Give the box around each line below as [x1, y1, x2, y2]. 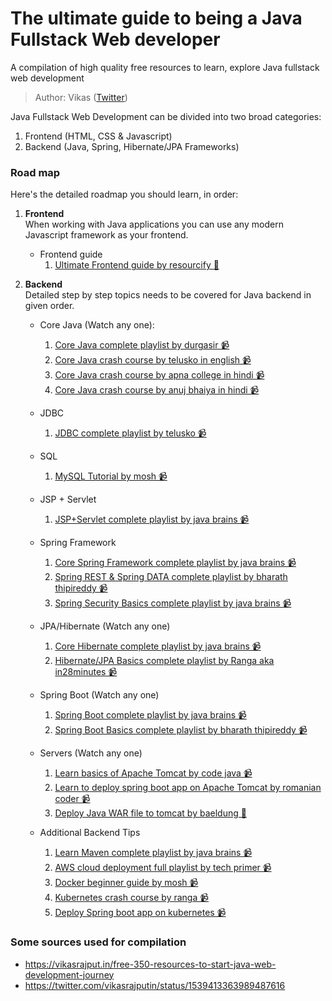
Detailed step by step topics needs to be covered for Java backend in [24, 289, 312, 301]
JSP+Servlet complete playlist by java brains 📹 [54, 513, 250, 526]
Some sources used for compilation [10, 935, 187, 949]
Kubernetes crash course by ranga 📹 [54, 892, 210, 904]
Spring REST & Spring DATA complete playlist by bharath [54, 571, 288, 583]
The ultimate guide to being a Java [10, 7, 303, 30]
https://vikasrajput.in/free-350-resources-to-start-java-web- [24, 958, 277, 970]
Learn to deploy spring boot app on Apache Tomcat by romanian [54, 782, 322, 794]
